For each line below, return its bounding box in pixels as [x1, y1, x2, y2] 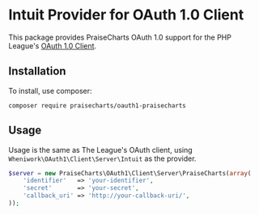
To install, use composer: [8, 86, 92, 95]
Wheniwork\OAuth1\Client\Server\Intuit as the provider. [8, 154, 197, 163]
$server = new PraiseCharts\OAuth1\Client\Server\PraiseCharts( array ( [8, 169, 252, 177]
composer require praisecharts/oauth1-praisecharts [8, 101, 186, 110]
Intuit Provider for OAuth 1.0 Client [8, 6, 244, 24]
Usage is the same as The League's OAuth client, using [8, 145, 193, 154]
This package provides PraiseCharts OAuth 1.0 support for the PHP [8, 32, 232, 42]
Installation [8, 65, 66, 78]
